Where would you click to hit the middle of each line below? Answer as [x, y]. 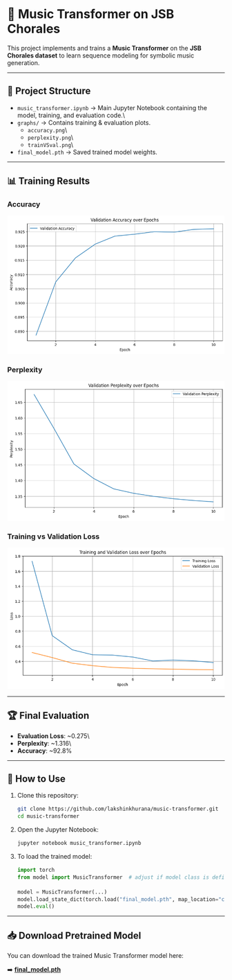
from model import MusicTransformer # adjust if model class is [113, 877]
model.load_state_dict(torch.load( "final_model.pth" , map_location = [118, 899]
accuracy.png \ [47, 130]
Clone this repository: [48, 796]
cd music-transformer [48, 816]
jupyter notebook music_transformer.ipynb [79, 843]
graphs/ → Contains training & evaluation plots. [84, 122]
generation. [23, 62]
